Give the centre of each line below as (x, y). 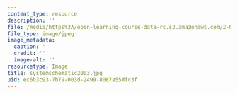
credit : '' (30, 54)
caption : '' (32, 47)
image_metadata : (31, 40)
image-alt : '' (34, 60)
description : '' (31, 20)
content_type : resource (42, 14)
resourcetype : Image (38, 66)
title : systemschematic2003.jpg (55, 73)
